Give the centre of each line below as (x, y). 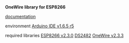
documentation (20, 16)
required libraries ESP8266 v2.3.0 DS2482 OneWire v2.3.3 (64, 35)
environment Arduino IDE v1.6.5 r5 (40, 26)
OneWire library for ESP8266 (35, 7)
